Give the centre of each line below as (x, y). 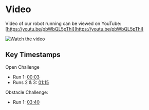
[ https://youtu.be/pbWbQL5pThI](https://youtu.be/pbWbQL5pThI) (74, 29)
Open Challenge (22, 67)
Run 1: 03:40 (26, 102)
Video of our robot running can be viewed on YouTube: (63, 23)
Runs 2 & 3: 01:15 (31, 82)
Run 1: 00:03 (26, 77)
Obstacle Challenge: (27, 92)
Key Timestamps (33, 55)
